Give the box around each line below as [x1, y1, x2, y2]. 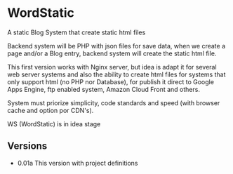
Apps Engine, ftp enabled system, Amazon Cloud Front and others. [7, 85, 200, 93]
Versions [7, 140, 48, 152]
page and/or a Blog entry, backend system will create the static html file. [7, 49, 217, 58]
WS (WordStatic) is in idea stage [7, 119, 101, 128]
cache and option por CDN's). [7, 106, 94, 114]
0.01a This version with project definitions [17, 159, 138, 167]
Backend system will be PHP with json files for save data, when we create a [7, 41, 226, 50]
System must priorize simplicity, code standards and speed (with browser [7, 98, 220, 107]
